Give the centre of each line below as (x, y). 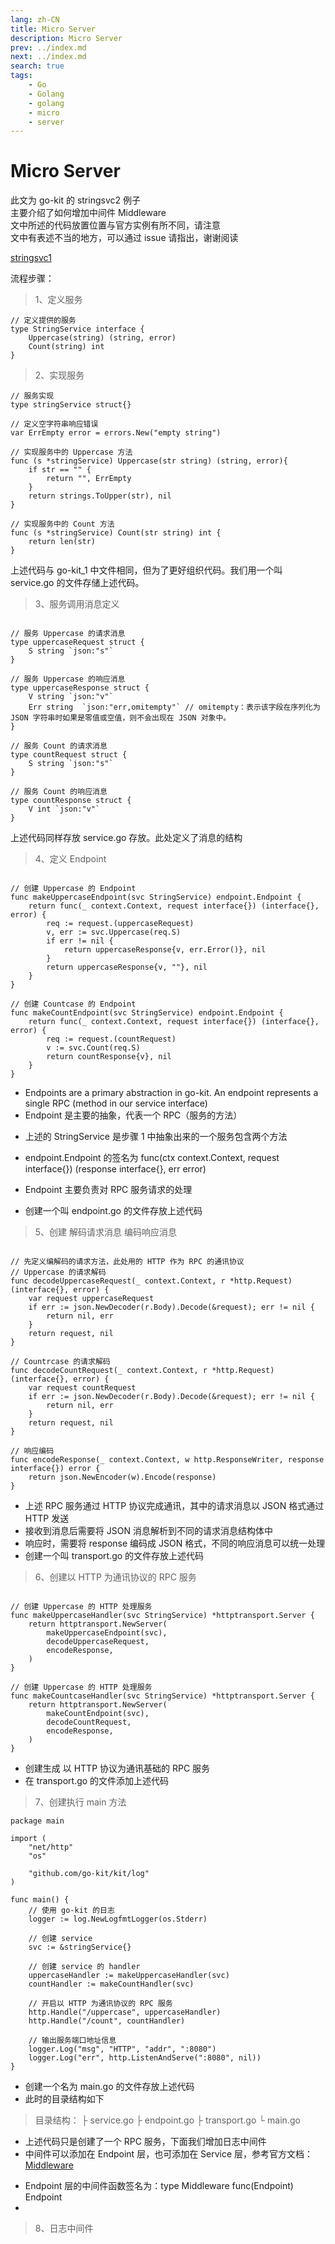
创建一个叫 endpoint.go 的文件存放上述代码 (113, 1211)
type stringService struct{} (71, 405)
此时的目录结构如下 (64, 2099)
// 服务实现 (32, 396)
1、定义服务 (58, 300)
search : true (37, 66)
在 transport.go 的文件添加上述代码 (97, 1781)
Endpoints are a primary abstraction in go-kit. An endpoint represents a (171, 1093)
